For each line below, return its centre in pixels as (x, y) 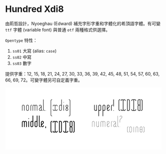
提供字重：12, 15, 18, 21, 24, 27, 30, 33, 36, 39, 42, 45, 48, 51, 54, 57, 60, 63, (83, 74)
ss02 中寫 (22, 57)
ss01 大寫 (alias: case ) (35, 51)
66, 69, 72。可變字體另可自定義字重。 (44, 80)
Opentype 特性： (21, 40)
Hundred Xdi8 (35, 9)
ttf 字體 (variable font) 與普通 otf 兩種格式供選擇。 (58, 30)
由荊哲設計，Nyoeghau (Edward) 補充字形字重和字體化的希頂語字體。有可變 (83, 23)
